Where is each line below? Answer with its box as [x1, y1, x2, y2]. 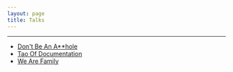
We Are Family [17, 57, 59, 65]
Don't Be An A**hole [17, 42, 78, 51]
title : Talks [7, 17, 45, 24]
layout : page [7, 10, 45, 17]
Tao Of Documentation [17, 49, 83, 57]
